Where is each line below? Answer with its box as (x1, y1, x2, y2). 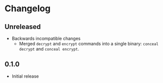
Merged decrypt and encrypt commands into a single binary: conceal (19, 41, 159, 47)
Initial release (11, 73, 39, 79)
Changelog (4, 3, 51, 14)
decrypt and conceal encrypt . (19, 46, 79, 52)
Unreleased (4, 23, 41, 31)
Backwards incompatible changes (11, 35, 81, 41)
